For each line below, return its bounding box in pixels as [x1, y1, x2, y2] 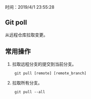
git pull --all [14, 89, 45, 94]
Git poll [5, 18, 27, 27]
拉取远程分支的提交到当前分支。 [12, 61, 76, 67]
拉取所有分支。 [12, 80, 42, 85]
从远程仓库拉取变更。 [5, 32, 48, 38]
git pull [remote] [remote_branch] [14, 71, 87, 76]
